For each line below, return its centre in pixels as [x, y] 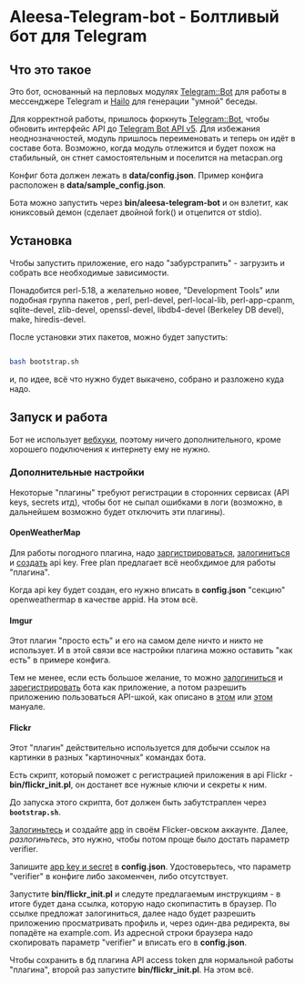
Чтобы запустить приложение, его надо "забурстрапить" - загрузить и [147, 262]
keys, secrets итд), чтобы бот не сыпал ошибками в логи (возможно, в [146, 502]
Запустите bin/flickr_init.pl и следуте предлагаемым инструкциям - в [145, 894]
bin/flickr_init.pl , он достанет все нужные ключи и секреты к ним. [138, 784]
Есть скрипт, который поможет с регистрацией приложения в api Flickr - [151, 775]
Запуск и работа [59, 418]
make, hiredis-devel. [48, 319]
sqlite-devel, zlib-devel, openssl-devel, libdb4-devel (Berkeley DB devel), [147, 309]
